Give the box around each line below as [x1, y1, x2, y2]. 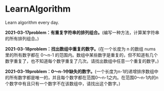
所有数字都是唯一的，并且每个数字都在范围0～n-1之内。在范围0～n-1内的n [9, 74, 159, 80]
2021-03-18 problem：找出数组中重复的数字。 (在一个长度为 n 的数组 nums [5, 46, 156, 52]
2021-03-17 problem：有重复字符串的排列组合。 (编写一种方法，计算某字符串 [5, 29, 160, 35]
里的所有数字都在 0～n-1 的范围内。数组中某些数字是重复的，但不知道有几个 [5, 52, 158, 58]
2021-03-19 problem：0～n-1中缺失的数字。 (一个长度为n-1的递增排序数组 [5, 68, 154, 74]
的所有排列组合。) [5, 36, 39, 41]
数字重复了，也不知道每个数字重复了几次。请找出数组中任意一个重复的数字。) [5, 58, 159, 64]
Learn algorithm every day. [5, 19, 60, 25]
